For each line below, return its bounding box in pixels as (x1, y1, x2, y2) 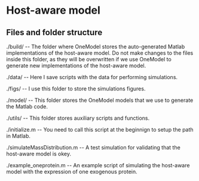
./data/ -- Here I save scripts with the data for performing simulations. (6, 74, 178, 80)
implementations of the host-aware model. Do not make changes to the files (6, 49, 194, 57)
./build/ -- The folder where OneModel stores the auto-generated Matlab (6, 43, 185, 50)
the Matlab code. (6, 103, 48, 110)
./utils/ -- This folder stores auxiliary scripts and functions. (6, 114, 150, 121)
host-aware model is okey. (6, 150, 72, 157)
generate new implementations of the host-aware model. (6, 62, 146, 69)
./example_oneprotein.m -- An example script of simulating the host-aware (6, 162, 190, 168)
